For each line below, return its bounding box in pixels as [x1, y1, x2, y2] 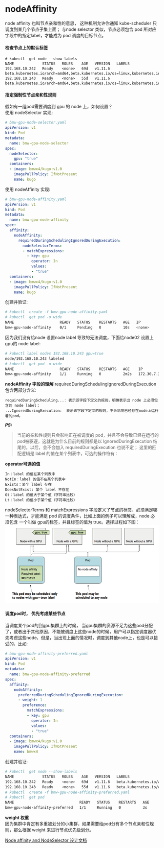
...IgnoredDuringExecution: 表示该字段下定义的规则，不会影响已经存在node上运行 [5, 408, 159, 413]
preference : [22, 703, 47, 708]
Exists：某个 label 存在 [5, 482, 52, 487]
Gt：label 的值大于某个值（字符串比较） [5, 493, 77, 497]
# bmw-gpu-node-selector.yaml [5, 120, 67, 125]
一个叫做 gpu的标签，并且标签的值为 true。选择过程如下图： [19, 519, 140, 525]
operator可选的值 [5, 461, 41, 467]
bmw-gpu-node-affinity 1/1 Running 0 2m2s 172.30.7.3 [5, 372, 161, 377]
